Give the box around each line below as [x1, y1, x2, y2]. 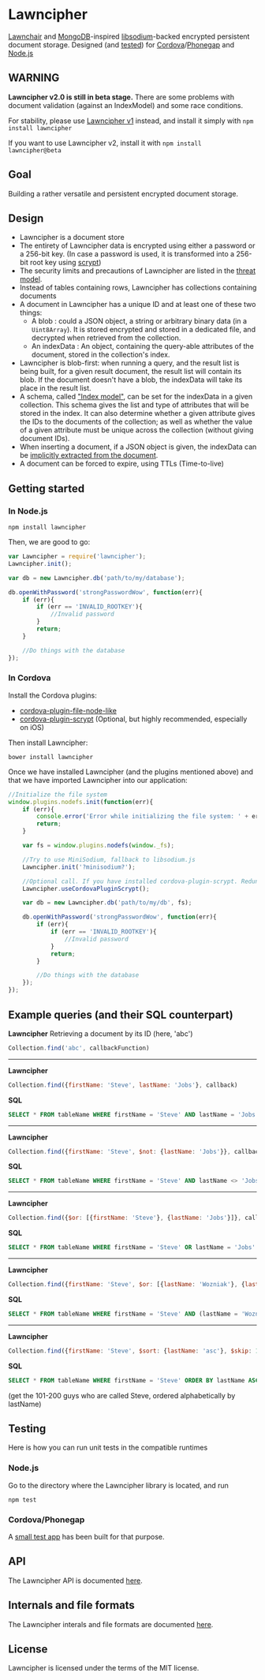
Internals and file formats [8, 1599, 136, 1612]
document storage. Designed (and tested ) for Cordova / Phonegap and [8, 39, 235, 49]
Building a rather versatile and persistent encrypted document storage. [8, 189, 239, 198]
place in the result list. [19, 384, 92, 393]
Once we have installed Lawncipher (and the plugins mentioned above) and [8, 767, 254, 776]
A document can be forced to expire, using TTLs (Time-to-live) [19, 459, 225, 469]
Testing [8, 1422, 47, 1435]
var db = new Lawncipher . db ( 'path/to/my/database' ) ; [8, 574, 185, 582]
